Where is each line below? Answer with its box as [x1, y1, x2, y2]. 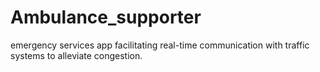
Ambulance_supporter [10, 6, 202, 29]
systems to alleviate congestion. [10, 49, 143, 61]
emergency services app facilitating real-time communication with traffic [10, 39, 310, 51]
